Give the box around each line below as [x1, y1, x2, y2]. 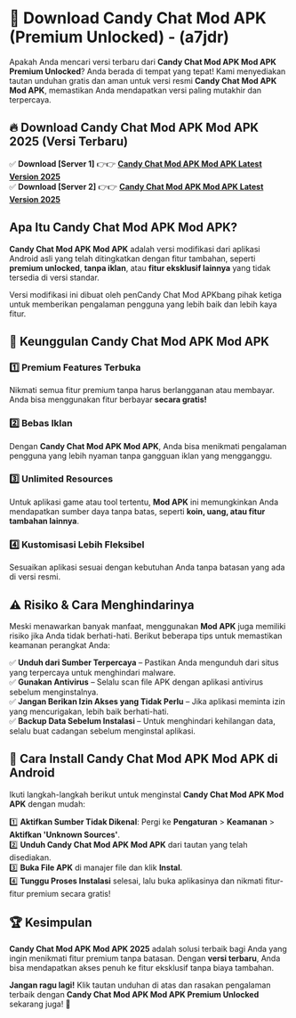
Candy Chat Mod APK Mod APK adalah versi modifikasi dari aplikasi [9, 243, 260, 254]
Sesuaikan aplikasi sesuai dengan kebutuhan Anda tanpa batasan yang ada [9, 562, 285, 573]
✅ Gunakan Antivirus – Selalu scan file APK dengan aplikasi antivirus [9, 677, 264, 687]
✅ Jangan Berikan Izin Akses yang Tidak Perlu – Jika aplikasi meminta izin [9, 695, 286, 707]
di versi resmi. [9, 571, 60, 582]
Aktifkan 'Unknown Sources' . [9, 829, 121, 840]
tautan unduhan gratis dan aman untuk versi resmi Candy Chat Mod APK [9, 75, 277, 86]
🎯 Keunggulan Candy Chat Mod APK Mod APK [9, 333, 269, 349]
